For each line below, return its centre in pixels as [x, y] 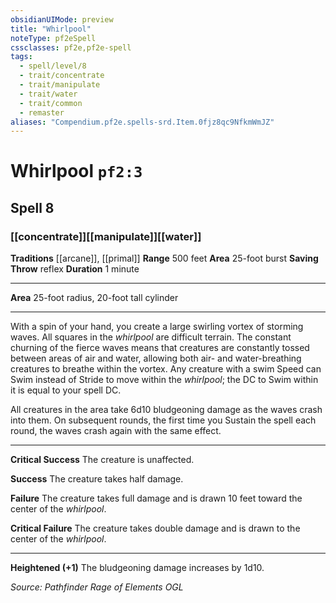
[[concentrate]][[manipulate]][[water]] [106, 236]
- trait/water [48, 94]
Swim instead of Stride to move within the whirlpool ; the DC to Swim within [164, 380]
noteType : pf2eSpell [53, 38]
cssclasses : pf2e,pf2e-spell [71, 47]
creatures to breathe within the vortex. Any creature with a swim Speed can [166, 369]
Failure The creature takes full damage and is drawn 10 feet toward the [156, 498]
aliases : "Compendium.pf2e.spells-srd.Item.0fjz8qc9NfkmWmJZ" [142, 122]
